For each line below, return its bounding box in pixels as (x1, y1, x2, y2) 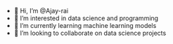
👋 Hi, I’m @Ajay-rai (13, 7, 69, 15)
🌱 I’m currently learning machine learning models (13, 22, 157, 29)
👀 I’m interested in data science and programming (13, 14, 159, 22)
